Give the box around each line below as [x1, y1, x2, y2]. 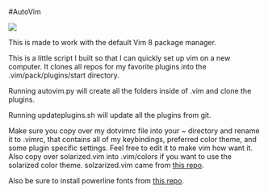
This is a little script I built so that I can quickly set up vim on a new [8, 53, 231, 63]
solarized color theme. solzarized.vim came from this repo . [8, 161, 204, 170]
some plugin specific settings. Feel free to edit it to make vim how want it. [8, 143, 253, 153]
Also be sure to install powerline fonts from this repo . [8, 176, 184, 185]
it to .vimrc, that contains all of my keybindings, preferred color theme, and [8, 135, 257, 144]
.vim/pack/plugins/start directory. [8, 70, 119, 80]
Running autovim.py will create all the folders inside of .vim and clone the [8, 86, 252, 95]
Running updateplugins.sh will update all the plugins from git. [8, 111, 211, 120]
